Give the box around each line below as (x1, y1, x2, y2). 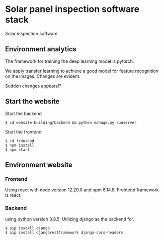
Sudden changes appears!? (5, 83, 62, 89)
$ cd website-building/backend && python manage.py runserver (5, 120, 137, 125)
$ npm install (5, 143, 35, 148)
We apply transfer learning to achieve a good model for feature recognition (5, 68, 159, 74)
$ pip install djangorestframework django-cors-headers (5, 230, 123, 235)
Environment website (5, 160, 73, 169)
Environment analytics (5, 45, 77, 53)
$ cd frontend (5, 138, 35, 143)
